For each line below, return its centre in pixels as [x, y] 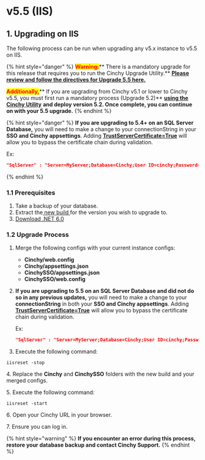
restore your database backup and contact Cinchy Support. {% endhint [98, 445]
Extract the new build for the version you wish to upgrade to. [91, 212]
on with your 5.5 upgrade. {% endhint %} [59, 111]
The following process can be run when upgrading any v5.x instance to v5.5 [102, 48]
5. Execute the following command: [50, 392]
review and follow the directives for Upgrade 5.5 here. [76, 80]
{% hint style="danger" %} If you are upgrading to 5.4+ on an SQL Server [100, 123]
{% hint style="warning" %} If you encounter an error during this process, [101, 439]
